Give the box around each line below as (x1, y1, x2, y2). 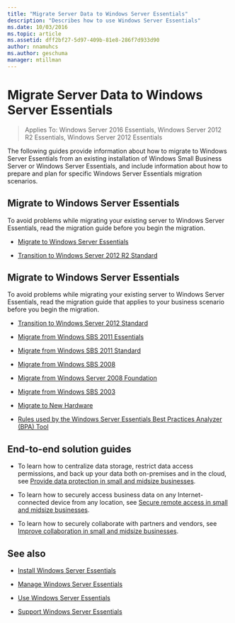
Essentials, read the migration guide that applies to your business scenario (7, 298, 225, 307)
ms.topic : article (7, 30, 62, 38)
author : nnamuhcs (7, 43, 59, 50)
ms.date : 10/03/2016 (7, 23, 69, 30)
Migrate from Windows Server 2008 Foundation (17, 374, 157, 382)
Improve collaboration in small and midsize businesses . (17, 527, 179, 535)
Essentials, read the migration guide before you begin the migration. (7, 224, 205, 232)
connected (17, 498, 50, 507)
